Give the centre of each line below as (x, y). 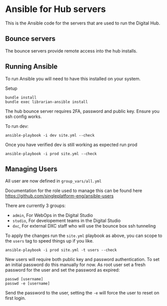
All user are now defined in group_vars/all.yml (53, 181)
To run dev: (17, 126)
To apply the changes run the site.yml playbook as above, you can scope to (84, 235)
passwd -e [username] (28, 283)
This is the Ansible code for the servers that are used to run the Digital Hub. (83, 23)
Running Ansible (31, 67)
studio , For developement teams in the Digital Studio (67, 220)
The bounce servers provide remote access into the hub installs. (71, 50)
